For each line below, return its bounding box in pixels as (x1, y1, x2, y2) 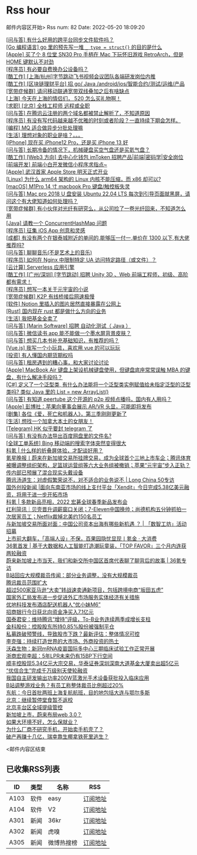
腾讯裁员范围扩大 (6, 579, 47, 586)
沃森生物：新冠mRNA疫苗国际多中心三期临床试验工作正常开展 (6, 645, 155, 652)
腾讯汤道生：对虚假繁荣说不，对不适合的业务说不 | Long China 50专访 (6, 476, 175, 483)
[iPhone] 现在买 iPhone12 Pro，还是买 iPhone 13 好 (6, 138, 128, 146)
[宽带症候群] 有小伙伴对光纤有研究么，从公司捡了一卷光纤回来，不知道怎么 (6, 205, 186, 212)
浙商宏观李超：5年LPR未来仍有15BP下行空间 (6, 652, 113, 659)
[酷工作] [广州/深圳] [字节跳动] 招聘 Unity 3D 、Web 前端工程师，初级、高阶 (6, 271, 189, 278)
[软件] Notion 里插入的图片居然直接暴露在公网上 (6, 300, 121, 307)
